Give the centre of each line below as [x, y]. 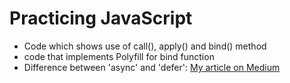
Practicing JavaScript [101, 18]
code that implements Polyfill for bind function [119, 56]
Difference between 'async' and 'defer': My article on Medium [152, 67]
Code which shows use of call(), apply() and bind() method [145, 46]
